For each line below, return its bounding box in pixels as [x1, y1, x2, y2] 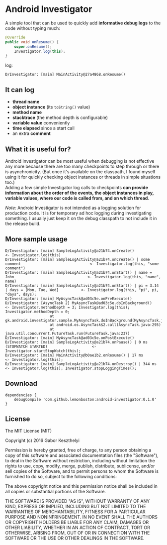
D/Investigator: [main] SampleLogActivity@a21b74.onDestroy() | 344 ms [5, 361, 157, 366]
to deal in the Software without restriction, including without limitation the [5, 458, 155, 464]
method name [12, 109, 42, 115]
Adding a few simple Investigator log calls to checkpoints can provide [5, 184, 148, 190]
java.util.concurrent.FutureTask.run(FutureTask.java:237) [5, 331, 130, 336]
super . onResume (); [14, 44, 52, 49]
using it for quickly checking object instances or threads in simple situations [5, 174, 161, 180]
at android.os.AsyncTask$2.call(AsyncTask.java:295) [49, 322, 162, 327]
